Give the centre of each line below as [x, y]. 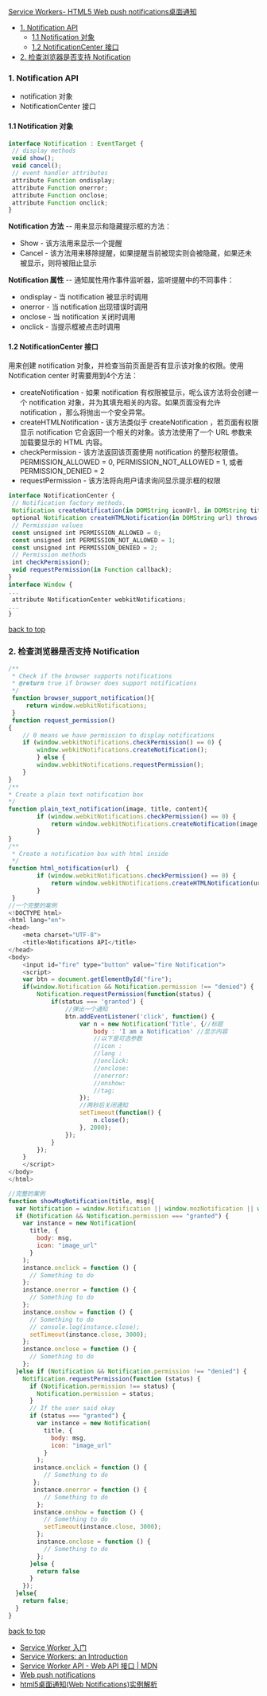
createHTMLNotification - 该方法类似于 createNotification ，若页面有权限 [139, 422]
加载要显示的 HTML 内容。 [63, 442]
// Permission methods [49, 555]
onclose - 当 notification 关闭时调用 [77, 317]
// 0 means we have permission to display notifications [119, 735]
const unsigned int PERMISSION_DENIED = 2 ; [85, 548]
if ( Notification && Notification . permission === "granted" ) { [122, 1216]
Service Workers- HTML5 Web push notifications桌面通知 [103, 12]
